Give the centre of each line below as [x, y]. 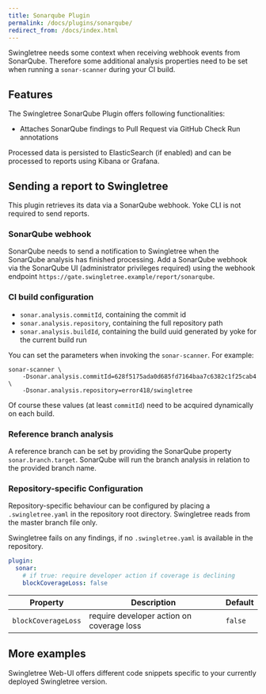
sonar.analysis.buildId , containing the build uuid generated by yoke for [138, 331]
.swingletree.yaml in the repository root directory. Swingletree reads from [129, 514]
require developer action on [141, 616]
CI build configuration [51, 297]
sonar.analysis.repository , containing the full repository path [121, 322]
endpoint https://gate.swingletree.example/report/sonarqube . [112, 276]
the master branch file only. [53, 523]
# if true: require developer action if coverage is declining [129, 575]
